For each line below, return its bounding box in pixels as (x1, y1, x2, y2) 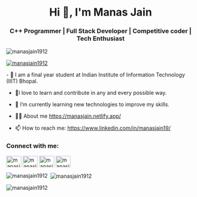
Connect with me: (6, 142, 59, 150)
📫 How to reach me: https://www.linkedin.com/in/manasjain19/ (14, 124, 171, 132)
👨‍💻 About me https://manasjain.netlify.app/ (14, 112, 122, 120)
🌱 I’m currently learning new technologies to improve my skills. (14, 101, 169, 108)
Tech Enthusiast (77, 34, 125, 43)
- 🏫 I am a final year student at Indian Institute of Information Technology (6, 71, 186, 79)
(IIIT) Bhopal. (6, 77, 38, 85)
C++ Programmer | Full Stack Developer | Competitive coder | (10, 27, 192, 35)
